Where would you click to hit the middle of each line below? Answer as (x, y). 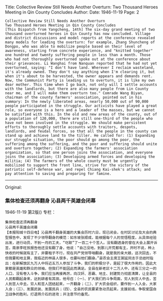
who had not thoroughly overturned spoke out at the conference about (78, 59)
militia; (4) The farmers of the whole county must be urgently (71, 161)
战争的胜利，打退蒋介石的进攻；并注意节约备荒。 (50, 294)
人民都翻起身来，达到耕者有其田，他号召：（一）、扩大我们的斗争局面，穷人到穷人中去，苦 (81, 279)
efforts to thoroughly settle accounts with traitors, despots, (71, 127)
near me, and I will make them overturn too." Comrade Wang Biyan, (75, 93)
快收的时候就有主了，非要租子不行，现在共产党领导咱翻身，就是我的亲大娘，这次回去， (79, 253)
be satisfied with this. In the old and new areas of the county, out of (81, 114)
